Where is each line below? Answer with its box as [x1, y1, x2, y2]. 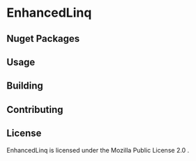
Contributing [6, 103, 63, 116]
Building [6, 80, 43, 92]
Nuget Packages [6, 33, 80, 45]
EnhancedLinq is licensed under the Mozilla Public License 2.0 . [6, 146, 190, 154]
